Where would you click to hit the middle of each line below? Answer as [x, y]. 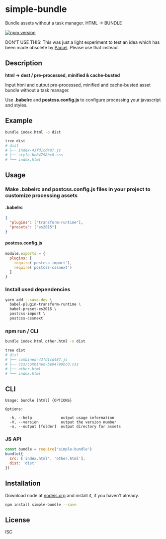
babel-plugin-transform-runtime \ [45, 305]
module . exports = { [25, 254]
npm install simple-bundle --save [41, 504]
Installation [23, 484]
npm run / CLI [22, 331]
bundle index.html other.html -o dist [45, 341]
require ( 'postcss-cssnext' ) [43, 267]
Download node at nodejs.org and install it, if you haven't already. [72, 495]
